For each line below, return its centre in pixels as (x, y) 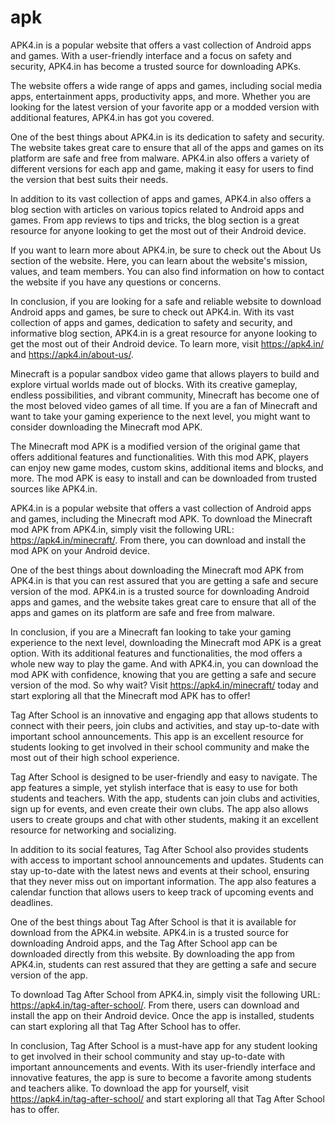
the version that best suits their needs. (89, 179)
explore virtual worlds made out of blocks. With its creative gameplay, (154, 384)
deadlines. (31, 902)
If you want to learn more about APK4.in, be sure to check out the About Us (166, 250)
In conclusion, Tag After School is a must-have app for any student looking (164, 1045)
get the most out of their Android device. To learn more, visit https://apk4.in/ (167, 343)
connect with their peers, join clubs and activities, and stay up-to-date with (165, 725)
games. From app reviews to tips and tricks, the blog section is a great (155, 220)
